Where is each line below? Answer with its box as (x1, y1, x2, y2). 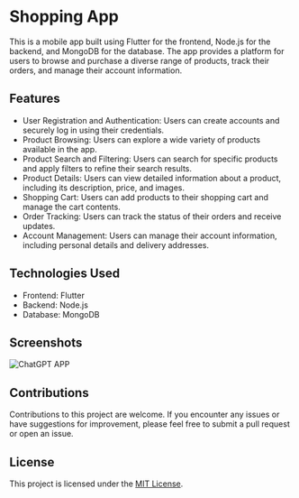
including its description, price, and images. (22, 182, 185, 193)
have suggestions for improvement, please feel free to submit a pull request (9, 419, 291, 429)
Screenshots (9, 335, 83, 350)
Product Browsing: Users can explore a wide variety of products (22, 134, 261, 145)
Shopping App (9, 6, 119, 27)
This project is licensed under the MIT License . (9, 478, 184, 489)
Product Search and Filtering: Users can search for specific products (22, 153, 278, 164)
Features (9, 91, 60, 106)
